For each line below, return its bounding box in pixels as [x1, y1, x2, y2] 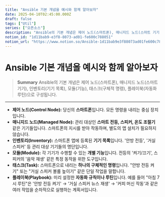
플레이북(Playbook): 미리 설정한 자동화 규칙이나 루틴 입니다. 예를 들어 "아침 [12, 174, 156, 180]
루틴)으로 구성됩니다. [17, 92, 57, 98]
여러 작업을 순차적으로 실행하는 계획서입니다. [12, 187, 98, 193]
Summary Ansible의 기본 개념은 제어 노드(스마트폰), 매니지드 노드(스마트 [17, 79, 158, 85]
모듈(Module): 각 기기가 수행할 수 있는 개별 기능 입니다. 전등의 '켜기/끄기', [12, 150, 153, 156]
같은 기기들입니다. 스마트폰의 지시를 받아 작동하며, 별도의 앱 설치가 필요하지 [12, 125, 157, 131]
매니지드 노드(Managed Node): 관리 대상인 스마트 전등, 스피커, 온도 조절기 [12, 119, 156, 125]
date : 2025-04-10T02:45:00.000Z [5, 12, 71, 17]
